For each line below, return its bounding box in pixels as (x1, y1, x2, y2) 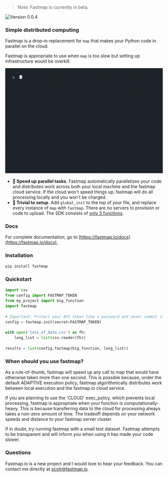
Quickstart (5, 276, 32, 283)
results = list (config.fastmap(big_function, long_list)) (5, 346, 128, 351)
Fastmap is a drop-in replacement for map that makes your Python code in (5, 38, 156, 44)
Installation (5, 252, 33, 259)
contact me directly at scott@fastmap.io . (5, 466, 89, 472)
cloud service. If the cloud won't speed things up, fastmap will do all (12, 189, 153, 195)
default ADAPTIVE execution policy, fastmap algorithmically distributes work (5, 380, 162, 386)
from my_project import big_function (5, 298, 84, 303)
